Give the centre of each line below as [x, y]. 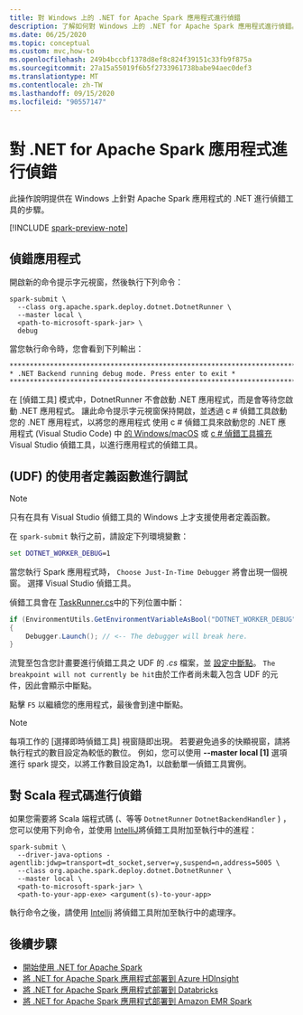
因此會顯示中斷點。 [60, 686]
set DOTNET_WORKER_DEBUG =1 [60, 553]
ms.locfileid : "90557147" [58, 102]
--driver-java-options [60, 855]
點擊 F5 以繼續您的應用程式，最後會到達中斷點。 [99, 705]
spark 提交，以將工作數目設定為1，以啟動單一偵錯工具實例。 [139, 764]
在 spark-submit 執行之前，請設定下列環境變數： [99, 536]
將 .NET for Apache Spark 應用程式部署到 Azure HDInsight [130, 978]
